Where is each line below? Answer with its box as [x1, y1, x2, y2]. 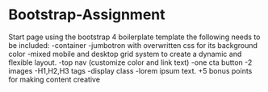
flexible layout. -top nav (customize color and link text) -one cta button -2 [8, 58, 253, 67]
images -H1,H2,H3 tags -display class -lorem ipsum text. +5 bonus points [8, 66, 253, 75]
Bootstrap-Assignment [8, 6, 165, 24]
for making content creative [8, 74, 101, 84]
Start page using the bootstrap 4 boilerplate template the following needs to [8, 32, 261, 42]
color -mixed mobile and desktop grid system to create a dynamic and [8, 49, 242, 58]
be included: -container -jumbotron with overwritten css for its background [8, 40, 258, 50]
